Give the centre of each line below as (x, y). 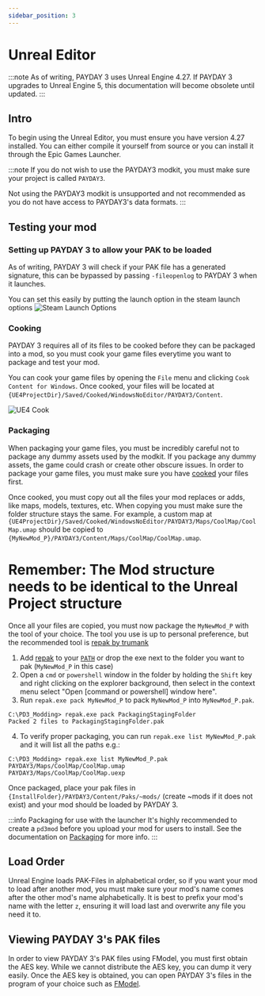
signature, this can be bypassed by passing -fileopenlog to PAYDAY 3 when (132, 275)
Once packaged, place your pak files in (72, 787)
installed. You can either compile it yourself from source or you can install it (131, 146)
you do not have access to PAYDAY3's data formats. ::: (97, 202)
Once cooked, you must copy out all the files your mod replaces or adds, (127, 497)
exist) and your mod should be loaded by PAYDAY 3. (93, 804)
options (21, 308)
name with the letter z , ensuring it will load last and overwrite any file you (127, 906)
